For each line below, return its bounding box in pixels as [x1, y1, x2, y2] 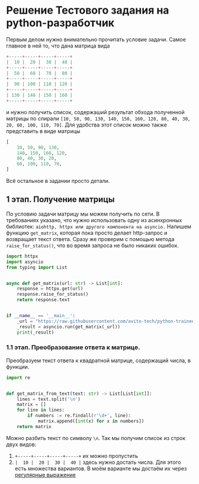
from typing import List [6, 264, 68, 270]
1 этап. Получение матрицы [6, 194, 115, 205]
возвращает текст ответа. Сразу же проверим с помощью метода [6, 235, 175, 242]
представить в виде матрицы [6, 127, 81, 134]
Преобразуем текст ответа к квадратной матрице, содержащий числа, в [6, 357, 191, 364]
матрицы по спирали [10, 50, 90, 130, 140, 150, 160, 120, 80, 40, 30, [6, 115, 191, 122]
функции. [6, 363, 30, 370]
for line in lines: [17, 407, 65, 413]
